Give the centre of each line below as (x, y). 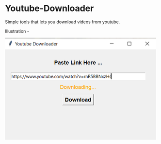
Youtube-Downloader (49, 8)
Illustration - (17, 31)
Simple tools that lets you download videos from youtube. (63, 22)
